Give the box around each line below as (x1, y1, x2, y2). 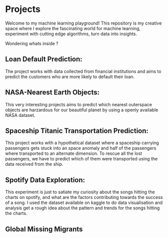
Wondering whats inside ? (5, 40, 58, 46)
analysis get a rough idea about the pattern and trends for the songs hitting (5, 205, 160, 211)
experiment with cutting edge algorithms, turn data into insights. (5, 31, 137, 37)
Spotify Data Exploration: (5, 175, 85, 184)
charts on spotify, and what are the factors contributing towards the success (5, 194, 163, 200)
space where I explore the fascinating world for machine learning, (5, 25, 141, 31)
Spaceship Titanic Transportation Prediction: (5, 126, 149, 135)
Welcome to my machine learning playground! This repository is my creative (5, 20, 162, 26)
